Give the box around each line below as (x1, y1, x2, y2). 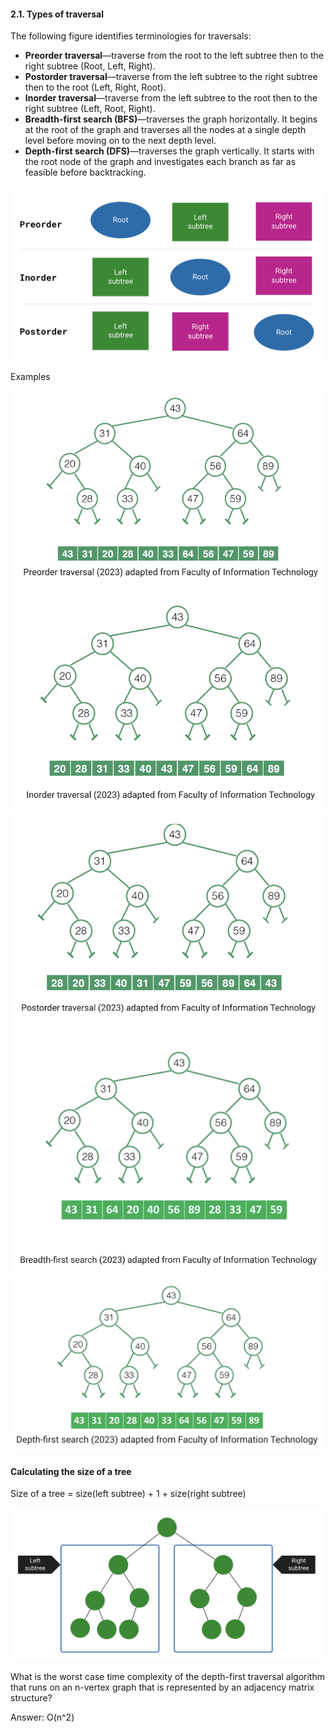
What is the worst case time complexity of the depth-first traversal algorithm (10, 1670, 325, 1682)
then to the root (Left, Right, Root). (24, 81, 167, 94)
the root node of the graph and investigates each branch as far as (24, 156, 297, 168)
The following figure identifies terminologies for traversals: (10, 30, 252, 42)
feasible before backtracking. (24, 166, 147, 179)
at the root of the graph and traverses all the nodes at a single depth (24, 124, 307, 136)
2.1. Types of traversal (10, 8, 104, 20)
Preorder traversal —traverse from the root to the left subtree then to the (24, 50, 324, 62)
